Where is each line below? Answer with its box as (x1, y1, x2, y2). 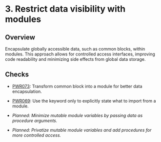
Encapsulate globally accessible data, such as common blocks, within (5, 46, 145, 52)
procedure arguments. (12, 118, 58, 124)
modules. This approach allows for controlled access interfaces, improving (5, 51, 155, 57)
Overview (5, 33, 36, 41)
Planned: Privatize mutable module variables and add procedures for (12, 127, 152, 133)
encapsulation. (12, 89, 42, 94)
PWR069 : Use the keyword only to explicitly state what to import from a (12, 98, 156, 104)
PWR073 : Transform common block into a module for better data (12, 83, 142, 89)
